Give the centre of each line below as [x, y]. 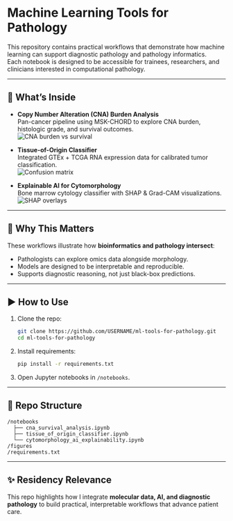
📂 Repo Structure [45, 406]
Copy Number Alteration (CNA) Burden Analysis [88, 114]
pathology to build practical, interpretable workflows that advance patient [113, 504]
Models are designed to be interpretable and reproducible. [101, 266]
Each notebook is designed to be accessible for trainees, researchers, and [113, 61]
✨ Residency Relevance [60, 480]
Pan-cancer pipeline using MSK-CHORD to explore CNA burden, [109, 121]
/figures [20, 446]
